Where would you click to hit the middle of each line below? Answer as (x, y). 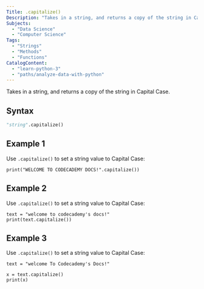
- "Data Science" (34, 29)
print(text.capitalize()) (39, 219)
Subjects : (19, 23)
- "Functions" (29, 57)
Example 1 (26, 144)
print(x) (17, 280)
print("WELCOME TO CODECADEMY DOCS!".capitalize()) (73, 169)
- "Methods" (27, 52)
